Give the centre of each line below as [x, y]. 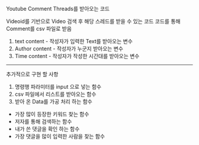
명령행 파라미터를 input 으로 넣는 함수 [58, 87]
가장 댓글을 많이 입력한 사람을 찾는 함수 [60, 136]
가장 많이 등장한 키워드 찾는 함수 [52, 114]
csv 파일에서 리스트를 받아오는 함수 [55, 94]
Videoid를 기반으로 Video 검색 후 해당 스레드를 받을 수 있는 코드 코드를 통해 [93, 21]
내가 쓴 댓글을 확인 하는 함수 [47, 129]
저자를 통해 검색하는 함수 [43, 121]
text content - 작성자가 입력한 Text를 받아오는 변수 [74, 41]
